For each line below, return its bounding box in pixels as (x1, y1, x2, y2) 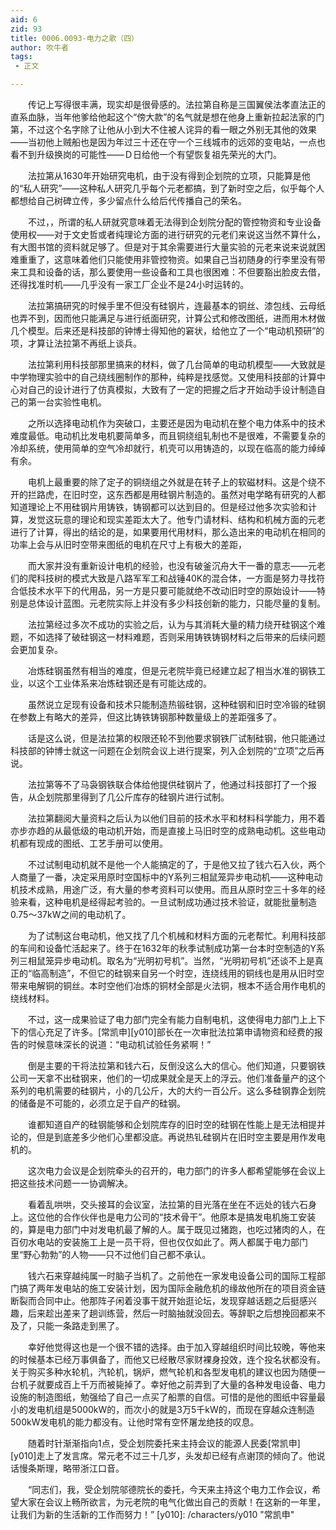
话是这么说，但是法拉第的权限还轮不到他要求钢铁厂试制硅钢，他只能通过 (27, 732, 326, 744)
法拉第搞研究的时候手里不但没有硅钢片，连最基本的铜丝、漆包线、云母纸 (27, 300, 326, 311)
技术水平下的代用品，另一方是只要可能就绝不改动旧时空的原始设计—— (27, 585, 317, 596)
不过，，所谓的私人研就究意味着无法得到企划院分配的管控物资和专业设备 (27, 216, 322, 228)
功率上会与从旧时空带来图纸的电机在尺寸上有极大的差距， (10, 539, 247, 550)
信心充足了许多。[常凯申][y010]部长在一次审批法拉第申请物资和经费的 (27, 1026, 315, 1038)
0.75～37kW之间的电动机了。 (10, 909, 132, 920)
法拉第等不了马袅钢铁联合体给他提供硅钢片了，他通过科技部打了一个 (27, 779, 308, 790)
